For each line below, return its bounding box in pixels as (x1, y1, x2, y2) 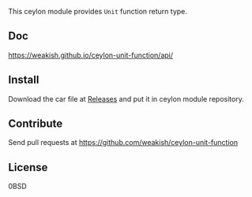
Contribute (8, 117, 63, 131)
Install (8, 73, 39, 87)
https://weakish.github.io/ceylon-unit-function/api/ (8, 50, 174, 60)
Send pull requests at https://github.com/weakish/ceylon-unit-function (8, 138, 239, 147)
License (8, 161, 48, 174)
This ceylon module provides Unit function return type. (8, 7, 188, 16)
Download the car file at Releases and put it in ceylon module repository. (8, 94, 245, 103)
